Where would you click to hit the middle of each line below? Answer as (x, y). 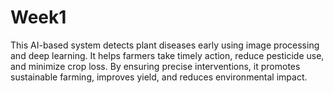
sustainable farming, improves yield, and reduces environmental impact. (159, 77)
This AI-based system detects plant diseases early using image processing (165, 45)
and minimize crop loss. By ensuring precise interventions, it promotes (155, 66)
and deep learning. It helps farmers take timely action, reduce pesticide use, (167, 55)
